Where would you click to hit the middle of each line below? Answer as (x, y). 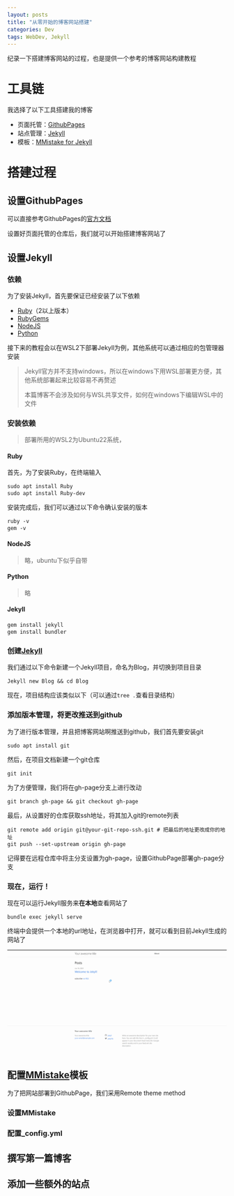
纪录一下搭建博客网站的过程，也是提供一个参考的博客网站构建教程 (102, 59)
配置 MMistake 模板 (48, 1075)
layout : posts (28, 15)
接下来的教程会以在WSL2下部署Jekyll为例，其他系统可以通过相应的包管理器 (116, 347)
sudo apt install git (39, 745)
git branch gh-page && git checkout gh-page (73, 801)
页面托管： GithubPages (51, 125)
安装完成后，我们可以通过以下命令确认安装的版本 (77, 507)
